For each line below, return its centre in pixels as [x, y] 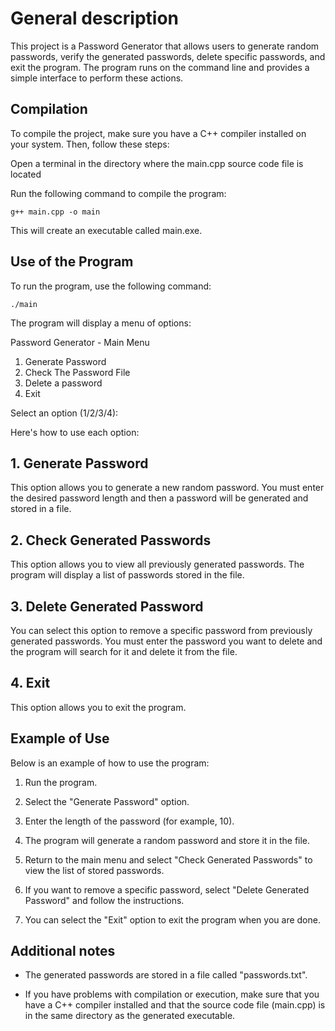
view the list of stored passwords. [94, 870]
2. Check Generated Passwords [111, 540]
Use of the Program [72, 262]
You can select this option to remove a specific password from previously [161, 630]
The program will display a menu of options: [101, 323]
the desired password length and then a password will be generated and [159, 498]
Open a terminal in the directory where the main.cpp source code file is [157, 163]
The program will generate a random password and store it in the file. [167, 840]
